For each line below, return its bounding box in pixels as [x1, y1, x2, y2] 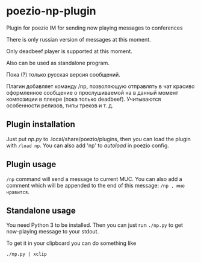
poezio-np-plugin [6, 4, 96, 18]
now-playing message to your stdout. [6, 228, 99, 235]
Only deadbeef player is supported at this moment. [6, 47, 132, 55]
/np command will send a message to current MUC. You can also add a [6, 175, 182, 182]
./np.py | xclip [6, 252, 47, 258]
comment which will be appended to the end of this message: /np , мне [6, 182, 185, 189]
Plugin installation [6, 119, 75, 130]
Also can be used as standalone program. [6, 59, 110, 66]
